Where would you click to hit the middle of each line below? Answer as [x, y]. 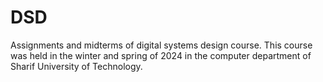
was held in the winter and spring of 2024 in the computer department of [161, 55]
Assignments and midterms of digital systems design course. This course [161, 45]
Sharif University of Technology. [76, 66]
